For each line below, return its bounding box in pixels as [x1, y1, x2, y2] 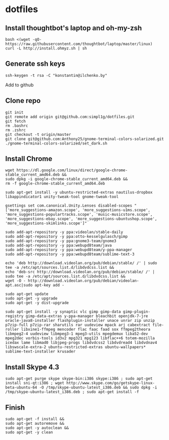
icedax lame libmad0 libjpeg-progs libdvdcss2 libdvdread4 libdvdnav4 [5, 340, 157, 346]
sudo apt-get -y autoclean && [5, 425, 69, 430]
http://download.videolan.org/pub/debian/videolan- [27, 278, 139, 283]
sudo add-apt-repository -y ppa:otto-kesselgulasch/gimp [5, 234, 128, 239]
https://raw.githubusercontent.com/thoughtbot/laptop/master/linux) [5, 41, 153, 46]
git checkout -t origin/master [5, 132, 71, 137]
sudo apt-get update [5, 291, 49, 297]
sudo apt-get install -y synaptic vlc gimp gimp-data [5, 309, 121, 314]
